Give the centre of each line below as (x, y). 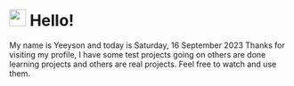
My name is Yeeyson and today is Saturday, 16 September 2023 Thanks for (147, 45)
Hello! (52, 21)
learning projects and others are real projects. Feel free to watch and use (143, 64)
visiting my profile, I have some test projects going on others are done (138, 54)
